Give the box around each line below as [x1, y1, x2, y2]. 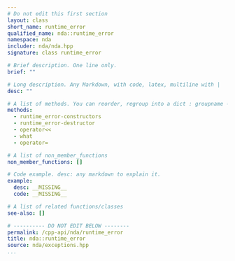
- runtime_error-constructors [13, 113, 101, 120]
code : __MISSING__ [13, 190, 68, 197]
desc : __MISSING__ [13, 184, 68, 191]
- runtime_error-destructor [13, 120, 96, 127]
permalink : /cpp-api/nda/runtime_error [7, 229, 124, 236]
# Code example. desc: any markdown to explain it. [7, 171, 161, 178]
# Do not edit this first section [7, 10, 108, 17]
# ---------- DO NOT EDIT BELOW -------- [7, 222, 130, 230]
